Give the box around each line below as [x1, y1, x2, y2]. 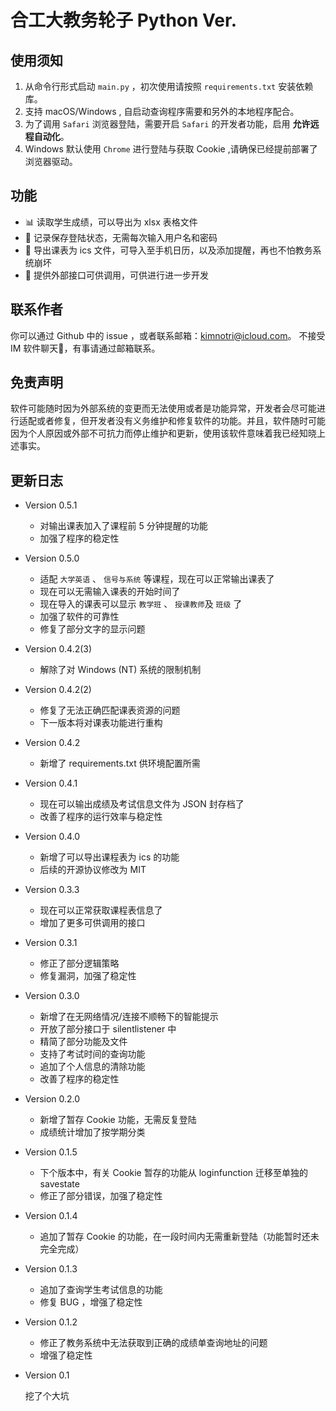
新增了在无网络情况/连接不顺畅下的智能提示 [39, 1011, 219, 1023]
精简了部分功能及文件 [39, 1036, 128, 1048]
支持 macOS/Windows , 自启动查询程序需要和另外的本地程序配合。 [24, 106, 300, 117]
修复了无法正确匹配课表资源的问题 [39, 704, 181, 716]
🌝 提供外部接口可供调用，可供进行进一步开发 [24, 269, 209, 281]
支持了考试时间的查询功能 [39, 1048, 146, 1060]
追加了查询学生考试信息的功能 [39, 1284, 163, 1296]
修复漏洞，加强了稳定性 [39, 970, 137, 982]
